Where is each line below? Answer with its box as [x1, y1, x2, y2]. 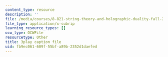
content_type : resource [5, 7, 55, 12]
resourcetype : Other [5, 35, 48, 40]
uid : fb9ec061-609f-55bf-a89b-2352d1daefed [5, 44, 97, 49]
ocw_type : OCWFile [5, 30, 43, 35]
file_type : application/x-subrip [5, 21, 75, 26]
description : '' [5, 12, 39, 17]
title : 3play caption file [5, 40, 61, 45]
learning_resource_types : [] [5, 26, 66, 31]
